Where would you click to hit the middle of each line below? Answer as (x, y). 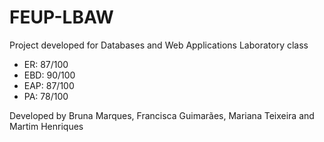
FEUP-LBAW (61, 17)
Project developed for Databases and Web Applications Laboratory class (159, 45)
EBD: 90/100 (49, 75)
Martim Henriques (46, 126)
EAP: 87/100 (49, 85)
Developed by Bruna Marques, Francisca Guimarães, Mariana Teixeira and (162, 115)
